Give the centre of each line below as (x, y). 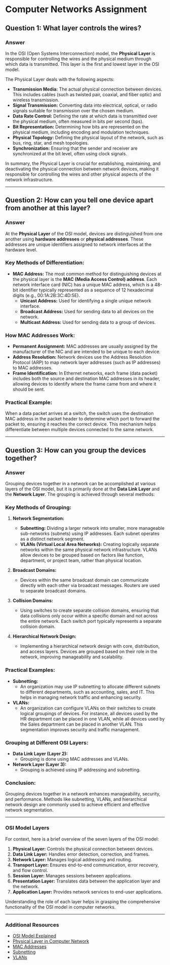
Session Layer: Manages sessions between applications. (72, 875)
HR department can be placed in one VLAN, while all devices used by (92, 719)
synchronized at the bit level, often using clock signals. (70, 153)
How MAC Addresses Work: (40, 335)
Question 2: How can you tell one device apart (79, 200)
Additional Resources (32, 925)
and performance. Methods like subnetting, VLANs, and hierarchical (76, 799)
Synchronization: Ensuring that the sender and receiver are (75, 148)
